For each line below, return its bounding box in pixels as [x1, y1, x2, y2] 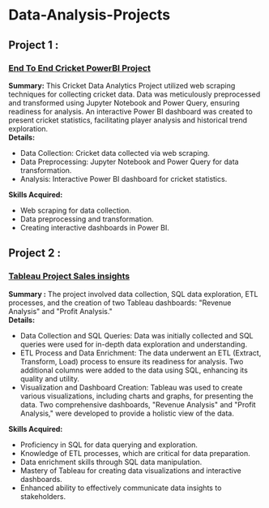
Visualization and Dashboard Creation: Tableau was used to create [19, 382, 243, 392]
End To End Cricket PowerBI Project [8, 62, 152, 74]
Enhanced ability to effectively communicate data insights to [19, 483, 222, 493]
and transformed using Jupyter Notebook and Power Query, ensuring [8, 97, 241, 107]
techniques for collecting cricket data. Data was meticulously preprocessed [8, 89, 261, 99]
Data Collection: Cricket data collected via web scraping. [19, 148, 211, 157]
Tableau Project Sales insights [8, 270, 130, 282]
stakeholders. [19, 491, 66, 501]
